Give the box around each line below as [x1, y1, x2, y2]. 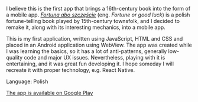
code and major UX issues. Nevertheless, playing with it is [24, 54, 165, 61]
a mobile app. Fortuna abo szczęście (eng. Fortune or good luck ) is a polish [6, 11, 190, 18]
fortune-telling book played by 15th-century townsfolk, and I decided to [6, 18, 180, 24]
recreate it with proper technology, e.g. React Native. [6, 67, 135, 73]
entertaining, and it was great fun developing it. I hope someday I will [6, 60, 174, 67]
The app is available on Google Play [6, 90, 93, 96]
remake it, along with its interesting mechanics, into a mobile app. [6, 24, 165, 31]
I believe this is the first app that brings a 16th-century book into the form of [6, 5, 191, 12]
